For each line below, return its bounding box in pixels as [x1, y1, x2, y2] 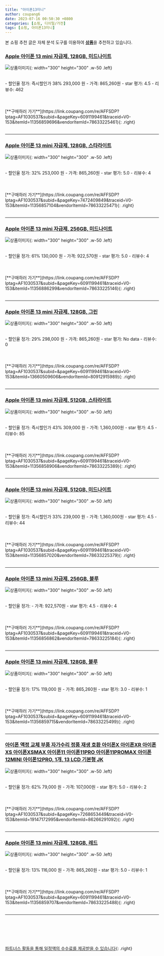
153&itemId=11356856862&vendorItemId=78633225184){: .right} [5, 635, 135, 641]
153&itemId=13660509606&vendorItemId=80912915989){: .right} [5, 374, 136, 380]
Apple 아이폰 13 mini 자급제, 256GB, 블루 [5, 575, 99, 582]
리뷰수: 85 [5, 430, 25, 436]
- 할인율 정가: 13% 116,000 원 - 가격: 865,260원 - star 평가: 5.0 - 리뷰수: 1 [5, 867, 147, 873]
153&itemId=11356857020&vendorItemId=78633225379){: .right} [5, 552, 136, 558]
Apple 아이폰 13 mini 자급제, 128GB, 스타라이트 [5, 142, 112, 149]
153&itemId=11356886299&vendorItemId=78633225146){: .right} [5, 285, 136, 292]
